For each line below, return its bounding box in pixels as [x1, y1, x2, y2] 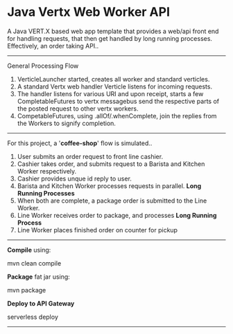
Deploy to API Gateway [7, 299, 75, 308]
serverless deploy [7, 313, 59, 321]
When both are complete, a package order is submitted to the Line [17, 196, 207, 205]
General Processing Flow [7, 62, 79, 70]
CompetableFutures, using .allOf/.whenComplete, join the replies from [17, 111, 217, 120]
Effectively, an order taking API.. [7, 41, 99, 50]
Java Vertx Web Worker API [7, 4, 171, 20]
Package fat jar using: [7, 272, 71, 281]
